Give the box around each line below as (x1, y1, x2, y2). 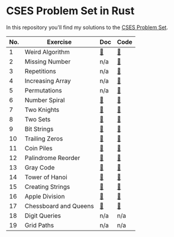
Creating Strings (24, 182, 70, 191)
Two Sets (24, 115, 51, 123)
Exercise (47, 37, 72, 46)
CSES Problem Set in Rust (6, 4, 135, 18)
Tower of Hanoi (24, 173, 67, 181)
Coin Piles (24, 144, 53, 152)
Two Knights (24, 105, 60, 114)
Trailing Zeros (24, 134, 63, 143)
